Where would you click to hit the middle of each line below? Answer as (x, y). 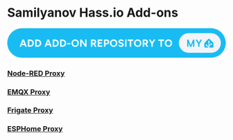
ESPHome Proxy (35, 129)
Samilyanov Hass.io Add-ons (93, 13)
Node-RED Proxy (36, 73)
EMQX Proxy (29, 91)
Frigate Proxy (30, 110)
